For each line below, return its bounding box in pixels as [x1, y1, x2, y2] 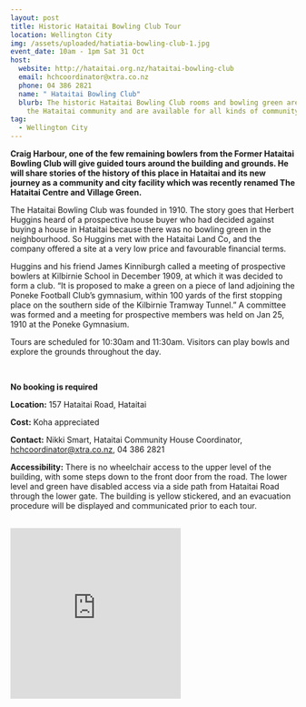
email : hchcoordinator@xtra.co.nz [18, 73, 149, 82]
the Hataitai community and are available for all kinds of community [26, 106, 300, 116]
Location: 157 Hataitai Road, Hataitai [10, 399, 147, 409]
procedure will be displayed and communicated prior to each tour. [10, 500, 257, 510]
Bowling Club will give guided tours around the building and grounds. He [10, 158, 289, 168]
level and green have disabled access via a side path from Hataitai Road [10, 481, 280, 491]
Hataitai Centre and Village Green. [10, 187, 143, 197]
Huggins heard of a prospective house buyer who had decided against [10, 215, 275, 225]
